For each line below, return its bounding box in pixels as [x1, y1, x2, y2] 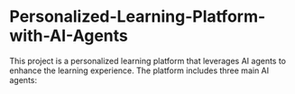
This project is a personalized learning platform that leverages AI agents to [9, 55, 287, 66]
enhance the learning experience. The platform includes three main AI [9, 65, 270, 76]
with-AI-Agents [9, 25, 129, 46]
